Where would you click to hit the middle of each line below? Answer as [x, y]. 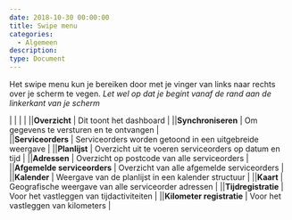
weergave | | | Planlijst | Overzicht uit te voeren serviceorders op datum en [145, 149]
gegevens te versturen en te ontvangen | [84, 130]
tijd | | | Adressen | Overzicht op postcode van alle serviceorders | [129, 158]
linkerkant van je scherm [55, 103]
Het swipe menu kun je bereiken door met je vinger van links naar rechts [142, 84]
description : [33, 51]
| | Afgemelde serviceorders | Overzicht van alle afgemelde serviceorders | [146, 167]
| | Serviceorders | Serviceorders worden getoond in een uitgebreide [134, 139]
